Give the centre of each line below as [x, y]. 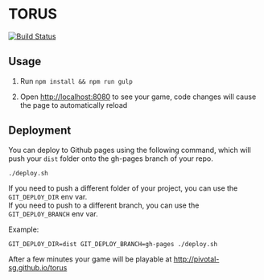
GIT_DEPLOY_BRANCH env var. [53, 213]
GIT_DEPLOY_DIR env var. [48, 196]
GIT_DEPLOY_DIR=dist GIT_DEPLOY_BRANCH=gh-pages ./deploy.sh [113, 244]
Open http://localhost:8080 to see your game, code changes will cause [138, 97]
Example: [24, 229]
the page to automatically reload [74, 105]
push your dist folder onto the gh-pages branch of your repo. [111, 159]
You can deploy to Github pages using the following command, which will [130, 150]
